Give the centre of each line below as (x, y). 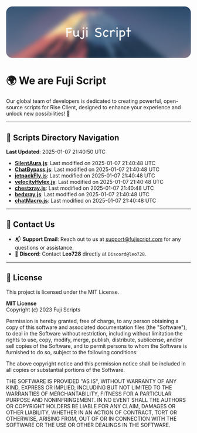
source (15, 108)
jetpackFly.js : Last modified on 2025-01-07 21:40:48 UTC (85, 176)
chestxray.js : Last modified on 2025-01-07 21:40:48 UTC (84, 188)
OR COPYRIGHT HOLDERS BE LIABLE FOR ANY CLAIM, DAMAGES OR (91, 406)
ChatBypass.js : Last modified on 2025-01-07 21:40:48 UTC (87, 169)
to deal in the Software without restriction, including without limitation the (94, 333)
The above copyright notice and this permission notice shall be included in (96, 363)
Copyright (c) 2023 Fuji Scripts (43, 310)
